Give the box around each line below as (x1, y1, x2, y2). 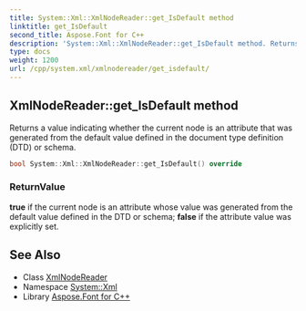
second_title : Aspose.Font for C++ (9, 30, 145, 39)
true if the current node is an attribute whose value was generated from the (9, 202, 293, 213)
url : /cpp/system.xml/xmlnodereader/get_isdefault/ (9, 65, 209, 74)
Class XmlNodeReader (22, 271, 107, 283)
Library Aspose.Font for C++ (22, 291, 130, 302)
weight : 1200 (9, 56, 59, 65)
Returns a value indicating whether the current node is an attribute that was (9, 122, 293, 133)
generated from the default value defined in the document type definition (9, 131, 284, 142)
